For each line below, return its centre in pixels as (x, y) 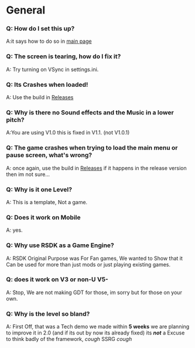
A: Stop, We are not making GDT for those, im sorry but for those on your (94, 292)
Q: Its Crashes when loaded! (47, 85)
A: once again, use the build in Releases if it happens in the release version (96, 168)
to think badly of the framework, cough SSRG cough (69, 339)
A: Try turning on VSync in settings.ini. (52, 69)
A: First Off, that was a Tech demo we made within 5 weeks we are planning (98, 327)
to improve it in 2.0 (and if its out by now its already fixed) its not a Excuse (95, 333)
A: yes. (14, 230)
